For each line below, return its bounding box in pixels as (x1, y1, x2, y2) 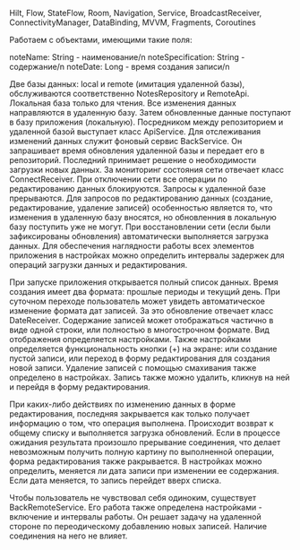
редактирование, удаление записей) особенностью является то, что (9, 202, 273, 213)
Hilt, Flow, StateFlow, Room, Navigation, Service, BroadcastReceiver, (9, 8, 262, 18)
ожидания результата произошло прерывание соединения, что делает (9, 437, 281, 447)
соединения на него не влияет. (9, 530, 128, 541)
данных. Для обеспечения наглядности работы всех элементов (9, 241, 255, 251)
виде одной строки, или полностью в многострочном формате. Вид (9, 324, 270, 335)
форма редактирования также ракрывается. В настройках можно (9, 456, 262, 467)
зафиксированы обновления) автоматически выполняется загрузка (9, 231, 269, 241)
